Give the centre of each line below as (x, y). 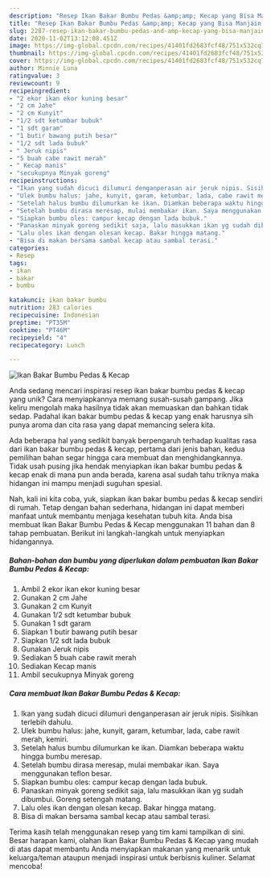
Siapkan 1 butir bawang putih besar (79, 632)
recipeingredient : (40, 91)
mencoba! (26, 867)
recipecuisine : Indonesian (54, 315)
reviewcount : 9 (35, 83)
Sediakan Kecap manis (59, 667)
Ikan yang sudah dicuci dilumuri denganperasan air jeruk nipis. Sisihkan (140, 713)
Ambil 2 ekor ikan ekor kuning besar (80, 589)
